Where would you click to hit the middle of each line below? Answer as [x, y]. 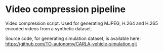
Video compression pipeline [65, 9]
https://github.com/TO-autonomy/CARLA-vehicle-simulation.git [71, 43]
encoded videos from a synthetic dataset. [49, 28]
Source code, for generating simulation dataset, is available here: [73, 38]
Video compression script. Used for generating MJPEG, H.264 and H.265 [82, 23]
